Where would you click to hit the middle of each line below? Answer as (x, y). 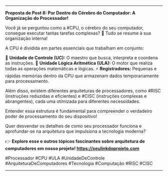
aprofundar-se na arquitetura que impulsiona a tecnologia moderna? (75, 131)
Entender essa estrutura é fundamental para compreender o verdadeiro (79, 111)
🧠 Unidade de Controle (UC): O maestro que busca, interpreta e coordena (81, 58)
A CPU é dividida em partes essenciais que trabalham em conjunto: (74, 48)
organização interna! (26, 38)
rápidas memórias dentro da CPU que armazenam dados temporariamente (82, 76)
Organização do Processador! (37, 18)
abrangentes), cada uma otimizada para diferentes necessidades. (73, 101)
